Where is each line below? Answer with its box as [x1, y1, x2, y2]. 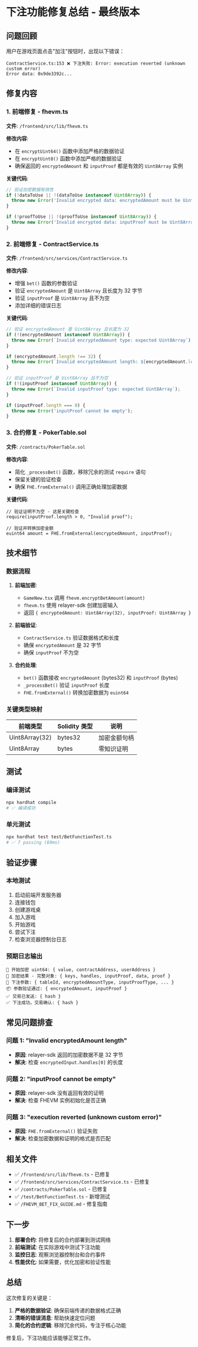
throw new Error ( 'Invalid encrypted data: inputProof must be [11, 220, 167, 226]
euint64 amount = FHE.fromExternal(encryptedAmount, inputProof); [6, 531, 173, 536]
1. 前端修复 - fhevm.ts [6, 108, 69, 116]
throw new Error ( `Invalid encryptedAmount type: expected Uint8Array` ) [11, 337, 192, 343]
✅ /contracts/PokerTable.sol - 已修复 [14, 1185, 108, 1193]
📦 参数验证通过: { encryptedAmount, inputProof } [6, 986, 127, 992]
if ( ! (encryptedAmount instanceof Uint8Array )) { [6, 332, 131, 337]
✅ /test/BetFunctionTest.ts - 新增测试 [14, 1193, 110, 1200]
